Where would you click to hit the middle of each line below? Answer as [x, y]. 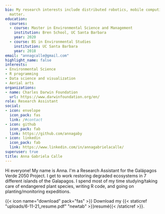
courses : [18, 23]
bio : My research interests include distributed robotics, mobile [74, 10]
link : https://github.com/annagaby [46, 134]
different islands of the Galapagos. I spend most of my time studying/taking [82, 181]
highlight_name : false [28, 60]
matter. [17, 14]
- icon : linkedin [23, 138]
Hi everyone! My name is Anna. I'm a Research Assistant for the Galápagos [81, 170]
